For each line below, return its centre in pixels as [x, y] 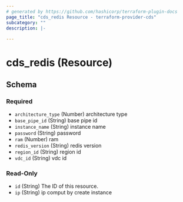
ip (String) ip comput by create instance [63, 193]
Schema [21, 84]
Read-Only [22, 173]
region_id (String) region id [48, 152]
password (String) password [48, 133]
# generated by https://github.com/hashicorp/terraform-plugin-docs [92, 12]
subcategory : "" [26, 22]
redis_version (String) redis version [58, 146]
